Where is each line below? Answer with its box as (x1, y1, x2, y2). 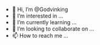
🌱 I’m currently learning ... (12, 19, 77, 26)
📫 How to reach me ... (12, 32, 68, 39)
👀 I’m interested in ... (12, 12, 64, 19)
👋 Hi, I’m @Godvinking (12, 6, 68, 13)
